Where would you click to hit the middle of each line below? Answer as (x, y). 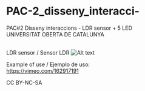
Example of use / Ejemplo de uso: (48, 64)
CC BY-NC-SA (24, 83)
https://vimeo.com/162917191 (42, 70)
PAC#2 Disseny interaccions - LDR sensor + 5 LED (69, 28)
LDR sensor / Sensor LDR (38, 52)
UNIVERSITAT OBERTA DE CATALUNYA (55, 34)
